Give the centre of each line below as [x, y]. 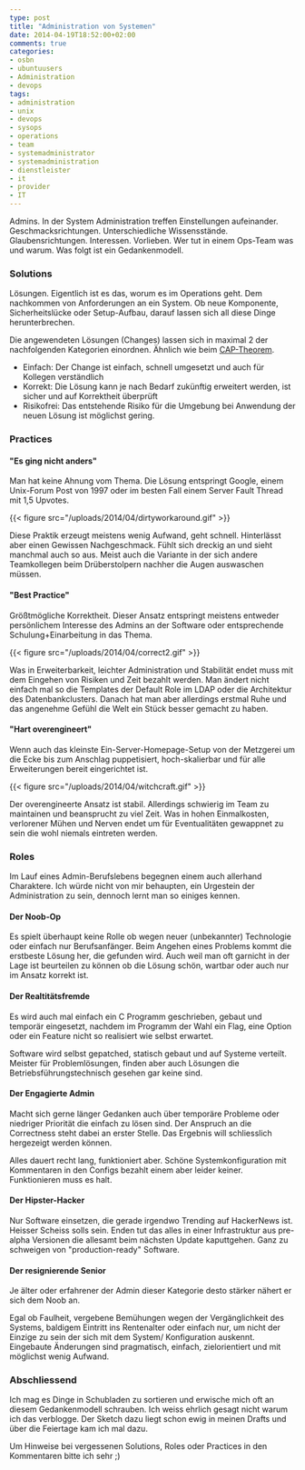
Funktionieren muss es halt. [61, 1179]
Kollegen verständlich [63, 377]
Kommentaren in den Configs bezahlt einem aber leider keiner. [126, 1170]
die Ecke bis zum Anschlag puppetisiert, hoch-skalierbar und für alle [138, 759]
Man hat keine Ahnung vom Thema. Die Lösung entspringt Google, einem [147, 481]
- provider [30, 187]
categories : [32, 52]
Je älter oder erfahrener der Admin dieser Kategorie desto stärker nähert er [151, 1291]
